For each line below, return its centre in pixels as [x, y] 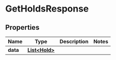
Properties [22, 27]
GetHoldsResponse [47, 9]
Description [74, 42]
